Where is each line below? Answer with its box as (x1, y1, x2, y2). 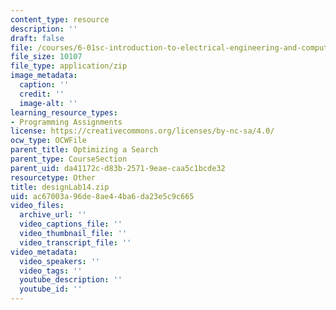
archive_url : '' (19, 210, 87, 220)
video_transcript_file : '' (19, 237, 132, 248)
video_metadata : (10, 247, 78, 257)
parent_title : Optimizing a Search (10, 145, 159, 155)
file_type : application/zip (10, 61, 128, 71)
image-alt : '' (19, 98, 78, 108)
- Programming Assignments (10, 117, 123, 127)
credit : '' (19, 89, 65, 99)
